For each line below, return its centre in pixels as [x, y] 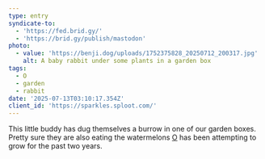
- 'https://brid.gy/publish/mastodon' [81, 38]
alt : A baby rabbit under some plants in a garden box [117, 61]
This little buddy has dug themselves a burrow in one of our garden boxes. [132, 129]
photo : [19, 46]
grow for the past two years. [55, 146]
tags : [17, 69]
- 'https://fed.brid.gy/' [59, 31]
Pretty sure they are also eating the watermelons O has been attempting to [132, 137]
